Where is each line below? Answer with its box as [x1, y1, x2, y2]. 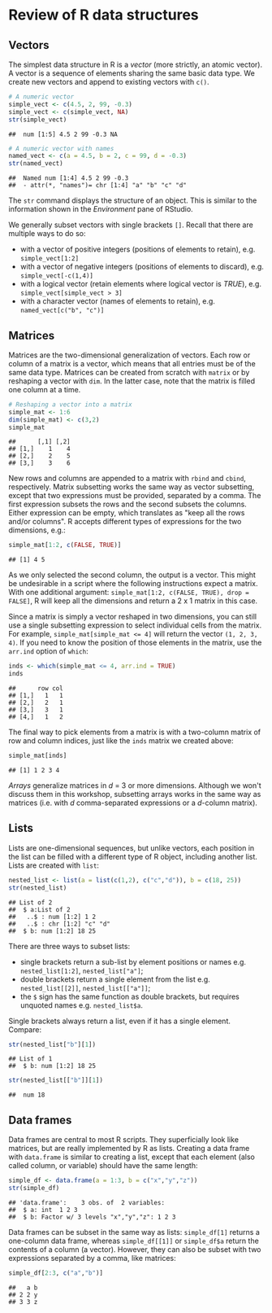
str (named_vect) [8, 160, 63, 168]
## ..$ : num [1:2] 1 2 [8, 913, 96, 921]
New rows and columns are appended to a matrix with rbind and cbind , [8, 474, 246, 484]
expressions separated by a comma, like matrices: [8, 1253, 176, 1263]
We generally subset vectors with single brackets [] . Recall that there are [8, 220, 253, 230]
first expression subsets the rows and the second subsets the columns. [8, 499, 248, 510]
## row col [8, 685, 63, 693]
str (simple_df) [8, 1184, 60, 1192]
